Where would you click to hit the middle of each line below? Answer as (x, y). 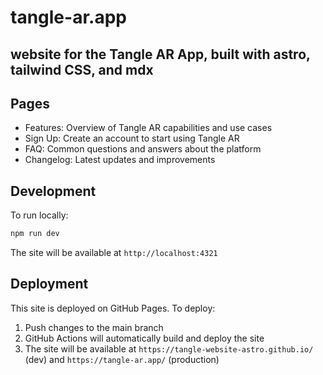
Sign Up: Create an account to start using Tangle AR (132, 138)
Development (53, 191)
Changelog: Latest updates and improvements (120, 160)
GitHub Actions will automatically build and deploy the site (144, 338)
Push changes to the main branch (94, 327)
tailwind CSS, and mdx (82, 69)
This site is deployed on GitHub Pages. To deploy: (113, 308)
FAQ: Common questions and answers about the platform (143, 149)
